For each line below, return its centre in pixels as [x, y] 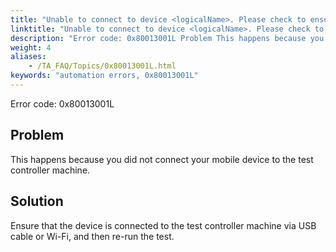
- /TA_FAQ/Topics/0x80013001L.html [102, 66]
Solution [37, 201]
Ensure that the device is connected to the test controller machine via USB [163, 225]
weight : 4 [31, 47]
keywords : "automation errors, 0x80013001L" [104, 76]
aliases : [28, 57]
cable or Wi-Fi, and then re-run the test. [92, 236]
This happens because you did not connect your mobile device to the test [162, 159]
